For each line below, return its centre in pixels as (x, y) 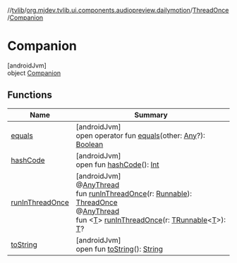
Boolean (90, 144)
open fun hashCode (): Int (118, 165)
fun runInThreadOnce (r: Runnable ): (134, 193)
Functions (30, 95)
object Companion (34, 72)
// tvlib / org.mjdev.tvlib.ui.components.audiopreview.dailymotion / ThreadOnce (118, 10)
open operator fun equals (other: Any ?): (141, 135)
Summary (151, 115)
